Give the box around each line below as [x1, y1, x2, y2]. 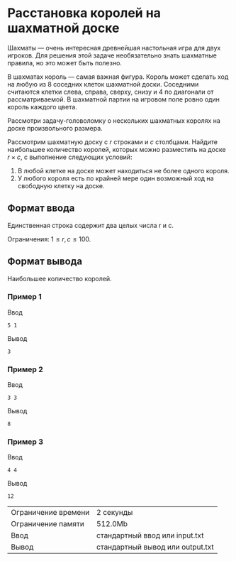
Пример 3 [7, 437, 44, 447]
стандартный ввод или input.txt [96, 530, 204, 540]
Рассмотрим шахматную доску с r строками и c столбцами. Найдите [7, 137, 218, 146]
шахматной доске [7, 20, 120, 36]
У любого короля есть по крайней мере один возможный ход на [17, 174, 214, 183]
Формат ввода [7, 202, 75, 214]
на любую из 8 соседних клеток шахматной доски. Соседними [7, 80, 199, 88]
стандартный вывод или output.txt [96, 542, 214, 552]
